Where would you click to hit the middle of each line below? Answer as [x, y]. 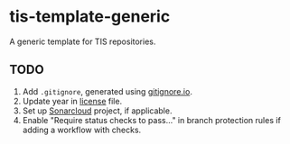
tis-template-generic [90, 17]
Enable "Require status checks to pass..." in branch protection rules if [152, 120]
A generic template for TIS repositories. [83, 41]
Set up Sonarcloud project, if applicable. [97, 111]
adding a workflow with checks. [82, 130]
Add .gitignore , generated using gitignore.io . [107, 91]
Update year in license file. [72, 101]
